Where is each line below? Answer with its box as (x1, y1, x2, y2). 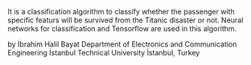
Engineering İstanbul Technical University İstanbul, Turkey (7, 48, 200, 57)
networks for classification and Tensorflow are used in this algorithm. (7, 24, 237, 33)
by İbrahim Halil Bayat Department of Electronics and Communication (7, 39, 237, 49)
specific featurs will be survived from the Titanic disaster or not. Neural (7, 15, 244, 25)
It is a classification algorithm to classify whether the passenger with (7, 7, 235, 16)
